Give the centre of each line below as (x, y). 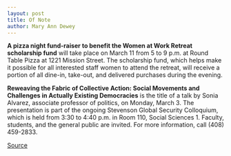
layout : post (26, 13)
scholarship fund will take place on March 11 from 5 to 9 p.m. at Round (108, 53)
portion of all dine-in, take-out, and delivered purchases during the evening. (115, 75)
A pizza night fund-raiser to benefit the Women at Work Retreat (100, 46)
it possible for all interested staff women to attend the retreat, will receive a (113, 68)
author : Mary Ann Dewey (41, 26)
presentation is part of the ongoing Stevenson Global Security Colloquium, (113, 110)
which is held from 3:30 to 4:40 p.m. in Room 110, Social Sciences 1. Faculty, (115, 118)
